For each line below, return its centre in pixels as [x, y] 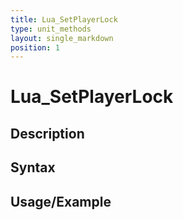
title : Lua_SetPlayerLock [64, 19]
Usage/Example [61, 201]
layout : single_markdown [62, 38]
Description [47, 133]
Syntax [33, 167]
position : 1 [35, 47]
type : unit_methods [51, 29]
